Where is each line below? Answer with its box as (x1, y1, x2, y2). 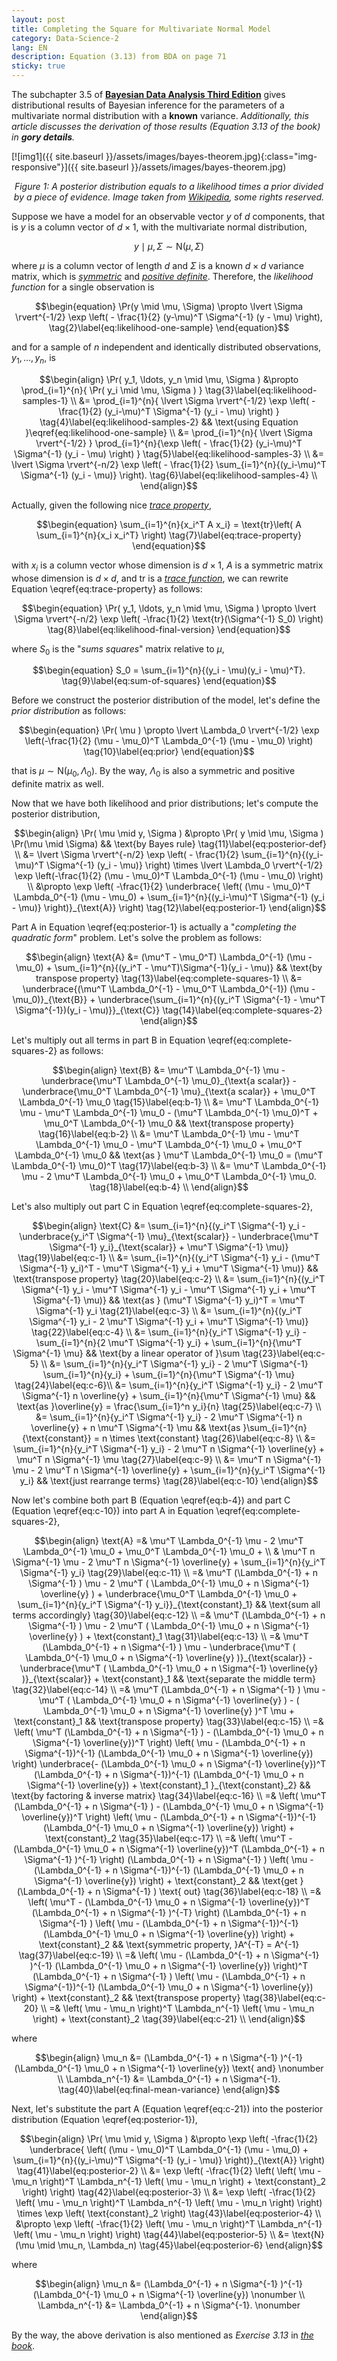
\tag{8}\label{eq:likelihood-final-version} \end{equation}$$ (47, 623, 291, 635)
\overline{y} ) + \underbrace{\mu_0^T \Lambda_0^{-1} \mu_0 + (40, 1588, 298, 1600)
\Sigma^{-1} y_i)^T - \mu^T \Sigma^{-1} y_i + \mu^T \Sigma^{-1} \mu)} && (19, 1262, 319, 1275)
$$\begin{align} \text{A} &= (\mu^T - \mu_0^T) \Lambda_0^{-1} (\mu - (25, 951, 313, 963)
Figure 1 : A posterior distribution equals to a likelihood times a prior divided (14, 181, 324, 192)
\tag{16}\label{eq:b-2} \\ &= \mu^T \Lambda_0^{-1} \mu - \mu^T (38, 1128, 300, 1140)
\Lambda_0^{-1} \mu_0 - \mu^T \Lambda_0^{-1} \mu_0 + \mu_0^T (35, 1139, 303, 1151)
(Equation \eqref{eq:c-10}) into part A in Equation (11, 1505, 214, 1517)
